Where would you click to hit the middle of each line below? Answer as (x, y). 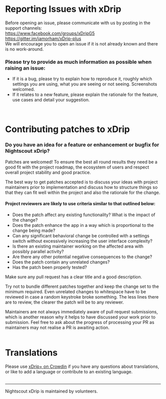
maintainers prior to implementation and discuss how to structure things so (82, 187)
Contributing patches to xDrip (67, 129)
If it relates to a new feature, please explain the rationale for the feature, (85, 94)
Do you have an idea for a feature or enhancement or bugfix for (82, 145)
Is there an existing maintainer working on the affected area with (78, 246)
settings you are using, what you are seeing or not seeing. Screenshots (84, 84)
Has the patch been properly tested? (50, 267)
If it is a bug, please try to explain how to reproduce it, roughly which (82, 79)
